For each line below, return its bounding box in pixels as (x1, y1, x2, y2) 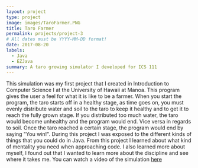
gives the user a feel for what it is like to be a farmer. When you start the (6, 93, 182, 100)
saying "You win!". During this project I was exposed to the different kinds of (6, 131, 192, 138)
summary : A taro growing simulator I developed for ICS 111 (6, 64, 158, 70)
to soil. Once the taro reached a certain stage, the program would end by (6, 124, 184, 131)
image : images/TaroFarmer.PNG (6, 20, 81, 26)
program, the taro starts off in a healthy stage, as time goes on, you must (6, 99, 184, 106)
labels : (6, 47, 25, 53)
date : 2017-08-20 (6, 42, 49, 48)
